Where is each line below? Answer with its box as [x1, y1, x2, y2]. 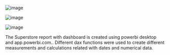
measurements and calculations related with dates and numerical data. [5, 45, 153, 50]
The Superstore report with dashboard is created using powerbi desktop [5, 34, 157, 40]
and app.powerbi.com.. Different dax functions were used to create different [5, 39, 165, 45]
